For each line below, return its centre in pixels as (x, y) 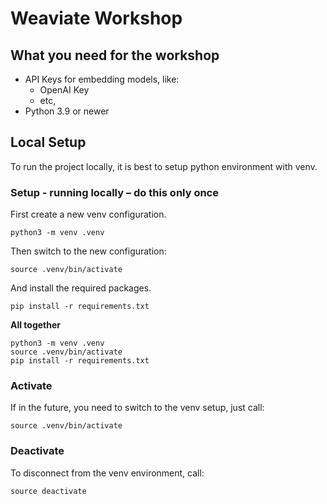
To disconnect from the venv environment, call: (107, 473)
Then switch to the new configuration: (88, 251)
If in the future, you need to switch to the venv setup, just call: (137, 408)
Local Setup (48, 142)
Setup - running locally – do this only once (114, 192)
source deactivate (48, 491)
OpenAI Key (64, 90)
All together (36, 325)
